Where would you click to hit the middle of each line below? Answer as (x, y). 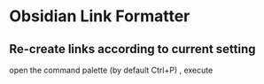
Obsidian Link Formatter (100, 16)
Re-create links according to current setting (132, 49)
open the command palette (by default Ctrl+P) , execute (111, 70)
